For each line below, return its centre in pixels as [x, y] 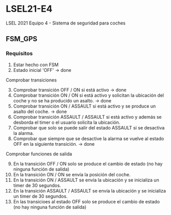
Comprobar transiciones [31, 80]
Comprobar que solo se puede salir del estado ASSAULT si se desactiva [89, 127]
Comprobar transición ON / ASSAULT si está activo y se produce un [84, 106]
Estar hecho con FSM [36, 65]
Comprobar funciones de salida [39, 154]
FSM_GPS [22, 39]
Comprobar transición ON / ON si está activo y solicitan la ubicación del [89, 95]
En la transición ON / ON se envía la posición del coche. [72, 174]
